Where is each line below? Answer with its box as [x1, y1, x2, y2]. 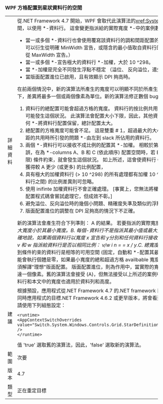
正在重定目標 [17, 387, 47, 394]
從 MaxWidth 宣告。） [25, 52, 74, 58]
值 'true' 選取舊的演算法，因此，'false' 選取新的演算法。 [17, 342, 144, 348]
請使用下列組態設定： [17, 302, 66, 309]
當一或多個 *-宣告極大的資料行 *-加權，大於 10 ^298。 [25, 59, 154, 66]
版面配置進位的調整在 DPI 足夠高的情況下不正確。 [25, 208, 138, 214]
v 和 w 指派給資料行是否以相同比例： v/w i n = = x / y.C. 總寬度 [17, 242, 159, 249]
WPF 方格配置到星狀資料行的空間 [5, 4, 82, 11]
